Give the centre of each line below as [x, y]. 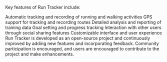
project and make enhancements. [39, 54]
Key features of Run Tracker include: [43, 7]
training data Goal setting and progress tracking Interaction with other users [83, 27]
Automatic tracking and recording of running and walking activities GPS [79, 17]
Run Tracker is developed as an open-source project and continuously [78, 38]
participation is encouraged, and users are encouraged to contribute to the [82, 49]
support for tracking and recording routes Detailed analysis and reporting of [83, 22]
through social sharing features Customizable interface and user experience [84, 33]
